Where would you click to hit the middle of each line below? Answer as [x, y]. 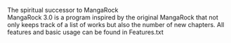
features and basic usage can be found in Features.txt [85, 32]
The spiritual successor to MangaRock [63, 10]
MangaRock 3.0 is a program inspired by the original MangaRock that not [113, 17]
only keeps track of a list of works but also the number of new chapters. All [116, 25]
